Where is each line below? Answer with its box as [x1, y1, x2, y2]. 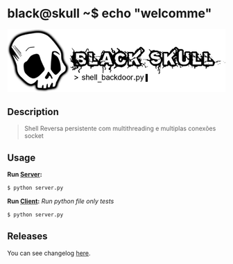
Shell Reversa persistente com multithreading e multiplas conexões [24, 124, 216, 133]
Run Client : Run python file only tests [7, 197, 114, 205]
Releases [7, 231, 48, 243]
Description [7, 106, 59, 118]
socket [24, 132, 44, 140]
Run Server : [7, 170, 43, 179]
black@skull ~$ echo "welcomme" [7, 6, 212, 21]
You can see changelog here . [7, 249, 92, 257]
